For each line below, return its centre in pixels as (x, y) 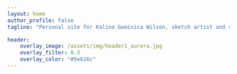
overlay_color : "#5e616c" (58, 60)
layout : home (26, 14)
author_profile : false (41, 20)
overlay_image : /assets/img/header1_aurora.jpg (91, 47)
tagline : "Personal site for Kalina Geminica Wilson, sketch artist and (116, 27)
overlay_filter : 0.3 (50, 53)
